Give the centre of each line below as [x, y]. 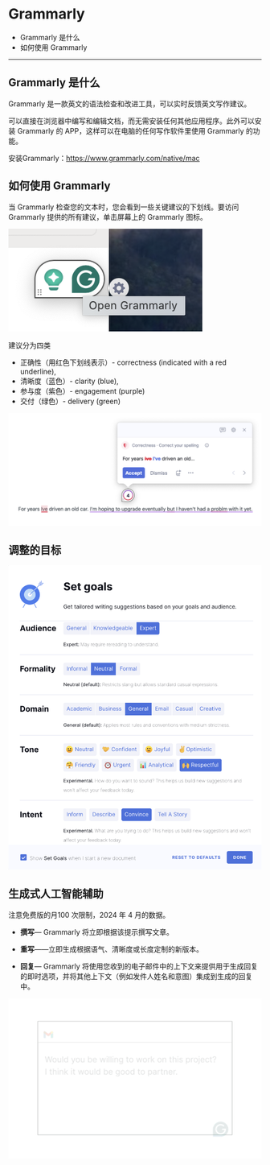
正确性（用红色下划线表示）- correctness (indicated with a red [123, 362]
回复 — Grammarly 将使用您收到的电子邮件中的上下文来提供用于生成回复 [139, 966]
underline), [38, 371]
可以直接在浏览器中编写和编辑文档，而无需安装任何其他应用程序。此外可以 [131, 121]
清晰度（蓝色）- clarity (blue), [69, 381]
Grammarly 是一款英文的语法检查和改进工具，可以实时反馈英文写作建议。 [130, 103]
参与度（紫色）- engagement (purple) [82, 390]
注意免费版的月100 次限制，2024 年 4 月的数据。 [89, 915]
